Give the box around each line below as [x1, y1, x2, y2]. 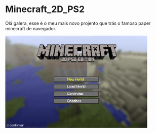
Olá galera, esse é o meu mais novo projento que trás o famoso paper [5, 20, 151, 26]
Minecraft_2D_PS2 [5, 4, 85, 15]
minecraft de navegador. [5, 25, 57, 31]
